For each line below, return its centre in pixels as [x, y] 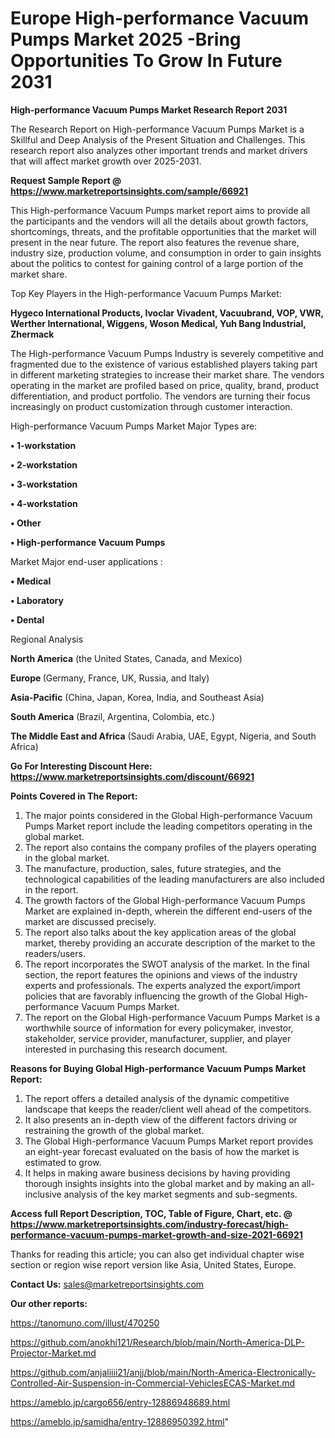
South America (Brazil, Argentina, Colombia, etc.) [113, 716]
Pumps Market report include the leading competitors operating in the [168, 826]
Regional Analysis [47, 639]
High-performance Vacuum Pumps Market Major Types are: [134, 426]
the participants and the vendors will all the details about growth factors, [159, 221]
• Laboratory [37, 600]
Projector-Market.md [53, 1353]
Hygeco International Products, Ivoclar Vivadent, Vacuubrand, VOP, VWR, [167, 313]
